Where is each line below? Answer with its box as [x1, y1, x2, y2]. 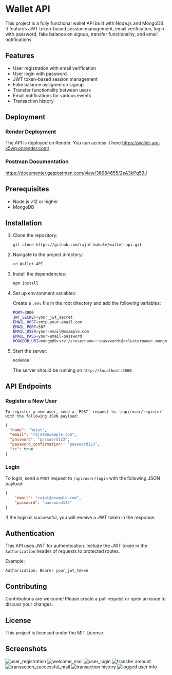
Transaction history [12, 98, 54, 104]
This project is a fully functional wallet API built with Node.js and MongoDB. [5, 20, 165, 26]
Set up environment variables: [12, 290, 77, 296]
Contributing [5, 582, 47, 591]
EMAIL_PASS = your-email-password [12, 334, 82, 339]
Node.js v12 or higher [12, 198, 58, 205]
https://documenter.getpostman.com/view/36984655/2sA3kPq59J [5, 170, 147, 176]
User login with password [12, 70, 67, 77]
